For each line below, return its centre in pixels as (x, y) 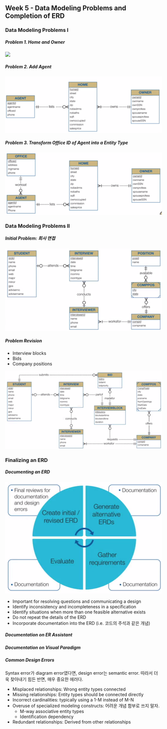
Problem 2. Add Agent (28, 66)
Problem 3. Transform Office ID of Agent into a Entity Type (67, 143)
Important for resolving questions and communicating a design (77, 601)
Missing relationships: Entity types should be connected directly (78, 695)
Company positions (32, 364)
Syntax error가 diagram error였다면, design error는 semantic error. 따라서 (79, 673)
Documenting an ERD (28, 472)
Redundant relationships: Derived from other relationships (72, 722)
